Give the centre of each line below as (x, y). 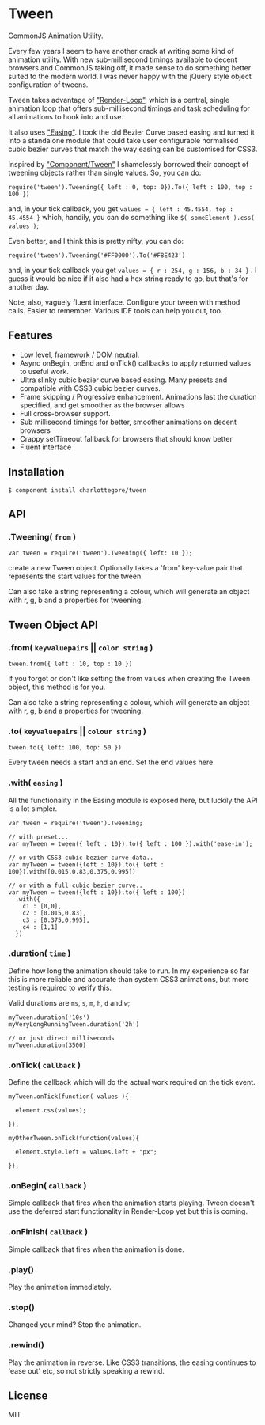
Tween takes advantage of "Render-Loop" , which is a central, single (119, 100)
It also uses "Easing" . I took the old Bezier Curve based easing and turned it (131, 132)
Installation (36, 472)
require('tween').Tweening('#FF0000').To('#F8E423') (97, 255)
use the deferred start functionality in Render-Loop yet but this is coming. (128, 1211)
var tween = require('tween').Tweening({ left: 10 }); (100, 553)
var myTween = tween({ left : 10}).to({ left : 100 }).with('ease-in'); (131, 843)
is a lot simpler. (33, 809)
